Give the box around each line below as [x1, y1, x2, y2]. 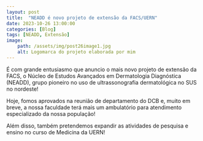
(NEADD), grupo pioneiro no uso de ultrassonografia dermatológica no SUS [6, 78, 197, 86]
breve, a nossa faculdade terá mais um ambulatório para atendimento [6, 104, 182, 111]
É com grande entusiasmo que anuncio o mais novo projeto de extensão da [6, 66, 197, 73]
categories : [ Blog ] [6, 26, 56, 32]
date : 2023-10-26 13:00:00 [6, 20, 75, 26]
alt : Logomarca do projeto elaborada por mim [17, 49, 136, 55]
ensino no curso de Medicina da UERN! [6, 128, 105, 135]
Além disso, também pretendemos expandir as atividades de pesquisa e [6, 122, 189, 129]
